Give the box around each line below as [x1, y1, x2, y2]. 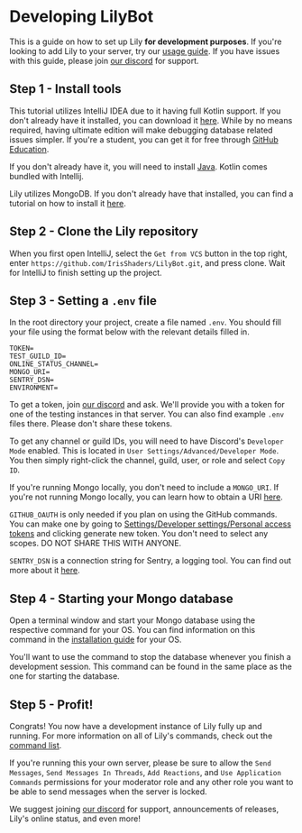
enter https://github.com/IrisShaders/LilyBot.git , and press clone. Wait [9, 257, 286, 268]
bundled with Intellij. [9, 170, 84, 181]
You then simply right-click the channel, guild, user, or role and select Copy [9, 455, 286, 466]
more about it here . [9, 565, 81, 576]
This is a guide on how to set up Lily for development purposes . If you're [9, 36, 282, 47]
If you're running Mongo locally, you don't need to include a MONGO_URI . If [9, 482, 279, 493]
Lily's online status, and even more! [9, 813, 142, 824]
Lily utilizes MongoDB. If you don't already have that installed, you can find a [9, 188, 294, 199]
